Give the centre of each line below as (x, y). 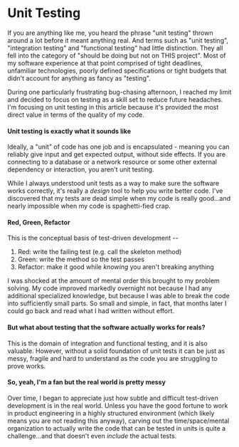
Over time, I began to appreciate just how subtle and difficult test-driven (113, 398)
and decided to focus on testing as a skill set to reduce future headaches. (115, 99)
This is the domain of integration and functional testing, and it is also (107, 343)
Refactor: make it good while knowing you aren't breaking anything (116, 267)
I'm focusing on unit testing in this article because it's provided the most (113, 107)
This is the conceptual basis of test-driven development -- (93, 238)
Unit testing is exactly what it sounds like (69, 131)
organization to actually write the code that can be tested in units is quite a (117, 428)
